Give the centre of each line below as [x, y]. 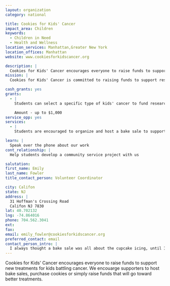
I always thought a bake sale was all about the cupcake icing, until [86, 248]
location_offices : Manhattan [36, 52]
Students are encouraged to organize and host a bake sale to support [90, 132]
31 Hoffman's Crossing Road [39, 201]
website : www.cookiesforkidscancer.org [47, 57]
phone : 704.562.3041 [27, 220]
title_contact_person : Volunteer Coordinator [54, 178]
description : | [21, 66]
